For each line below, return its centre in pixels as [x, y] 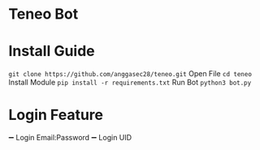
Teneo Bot [43, 14]
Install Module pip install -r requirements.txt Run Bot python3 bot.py [130, 83]
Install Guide [52, 51]
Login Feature [56, 115]
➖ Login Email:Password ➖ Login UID [70, 138]
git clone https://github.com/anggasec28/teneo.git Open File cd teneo [130, 74]
